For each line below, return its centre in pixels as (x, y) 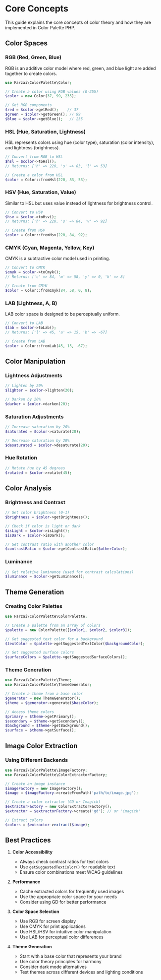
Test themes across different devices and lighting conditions (81, 972)
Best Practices (28, 840)
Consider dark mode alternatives (53, 967)
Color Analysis (28, 488)
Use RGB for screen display (48, 921)
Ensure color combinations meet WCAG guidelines (71, 872)
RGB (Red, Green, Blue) (33, 58)
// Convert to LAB (24, 323)
